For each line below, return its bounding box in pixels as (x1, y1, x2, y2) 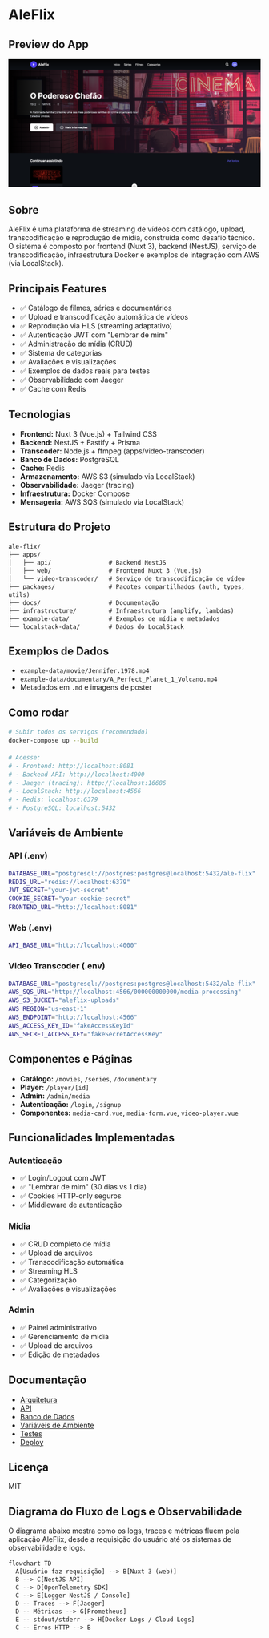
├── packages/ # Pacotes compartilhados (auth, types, (8, 582, 246, 590)
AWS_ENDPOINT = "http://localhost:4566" (8, 1013, 138, 1022)
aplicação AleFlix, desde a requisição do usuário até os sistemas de (8, 1535, 232, 1544)
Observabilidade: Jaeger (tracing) (19, 480, 134, 489)
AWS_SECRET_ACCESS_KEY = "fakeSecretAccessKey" (8, 1030, 163, 1038)
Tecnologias (8, 408, 71, 421)
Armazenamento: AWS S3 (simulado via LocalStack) (19, 471, 195, 481)
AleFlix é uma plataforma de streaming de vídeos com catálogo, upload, (8, 224, 246, 234)
